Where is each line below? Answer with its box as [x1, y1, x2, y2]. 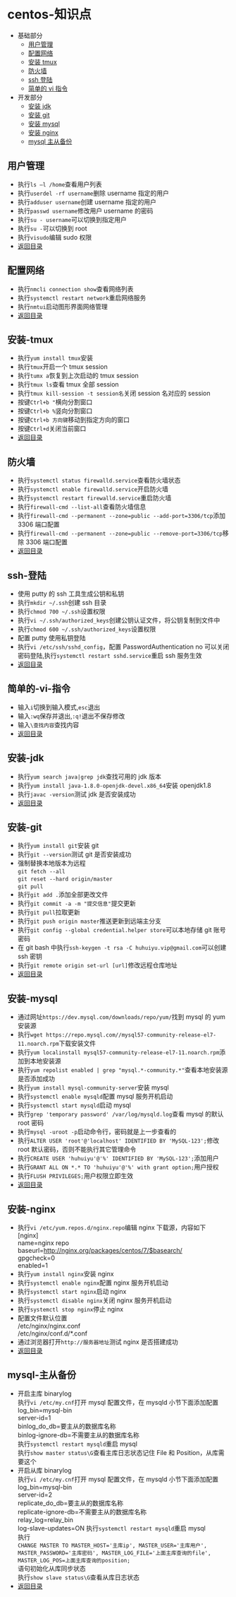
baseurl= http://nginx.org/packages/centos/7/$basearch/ [17, 1247, 183, 1255]
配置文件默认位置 [17, 1314, 68, 1322]
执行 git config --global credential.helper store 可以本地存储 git [17, 926, 213, 934]
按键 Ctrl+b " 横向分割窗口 [17, 398, 93, 406]
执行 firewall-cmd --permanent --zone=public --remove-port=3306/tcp [17, 529, 223, 538]
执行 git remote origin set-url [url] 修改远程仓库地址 [17, 961, 178, 970]
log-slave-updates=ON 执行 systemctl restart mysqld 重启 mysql [17, 1524, 206, 1532]
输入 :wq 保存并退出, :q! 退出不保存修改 [17, 712, 125, 720]
